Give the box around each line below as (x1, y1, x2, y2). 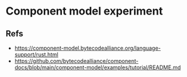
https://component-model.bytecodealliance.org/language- (14, 44, 161, 52)
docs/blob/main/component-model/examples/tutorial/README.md (14, 64, 181, 71)
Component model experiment (5, 4, 163, 18)
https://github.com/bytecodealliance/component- (14, 58, 139, 64)
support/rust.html (14, 51, 59, 58)
